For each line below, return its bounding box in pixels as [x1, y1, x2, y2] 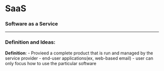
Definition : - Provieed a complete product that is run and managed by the [5, 50, 153, 56]
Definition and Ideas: [5, 39, 56, 46]
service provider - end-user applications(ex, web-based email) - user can [5, 55, 154, 61]
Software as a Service [5, 21, 59, 27]
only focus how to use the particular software [5, 60, 97, 66]
